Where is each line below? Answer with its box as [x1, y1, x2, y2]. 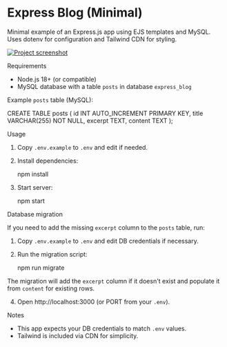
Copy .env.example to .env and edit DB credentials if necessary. [17, 237, 199, 245]
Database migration [7, 210, 63, 218]
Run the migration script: [17, 250, 88, 258]
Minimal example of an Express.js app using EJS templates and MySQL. [7, 28, 211, 36]
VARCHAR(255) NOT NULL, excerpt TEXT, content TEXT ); [7, 116, 174, 125]
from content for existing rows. [7, 284, 95, 293]
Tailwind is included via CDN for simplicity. [17, 331, 139, 339]
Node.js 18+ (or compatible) [17, 75, 97, 83]
